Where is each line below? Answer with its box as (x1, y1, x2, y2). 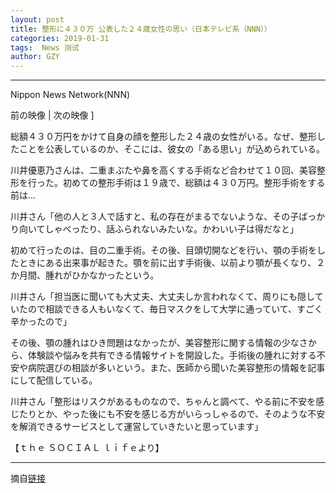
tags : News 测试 (10, 42, 80, 53)
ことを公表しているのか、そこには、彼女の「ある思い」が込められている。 (18, 143, 325, 155)
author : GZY (10, 52, 60, 62)
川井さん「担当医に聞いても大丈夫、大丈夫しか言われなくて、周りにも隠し (10, 291, 315, 303)
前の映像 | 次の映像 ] (10, 109, 95, 121)
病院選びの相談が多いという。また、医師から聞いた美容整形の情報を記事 (27, 362, 326, 374)
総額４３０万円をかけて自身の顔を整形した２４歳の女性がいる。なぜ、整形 (10, 131, 317, 143)
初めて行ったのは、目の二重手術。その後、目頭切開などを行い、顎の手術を (10, 244, 317, 256)
